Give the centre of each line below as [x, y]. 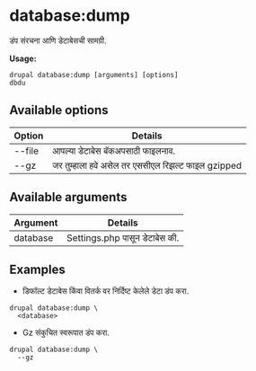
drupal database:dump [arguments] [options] [94, 75]
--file [26, 151]
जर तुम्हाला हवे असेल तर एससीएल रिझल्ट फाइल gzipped [147, 165]
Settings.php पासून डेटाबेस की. [123, 237]
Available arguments [68, 197]
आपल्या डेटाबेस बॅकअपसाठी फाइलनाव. [114, 151]
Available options [59, 110]
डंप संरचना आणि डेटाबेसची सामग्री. [58, 40]
